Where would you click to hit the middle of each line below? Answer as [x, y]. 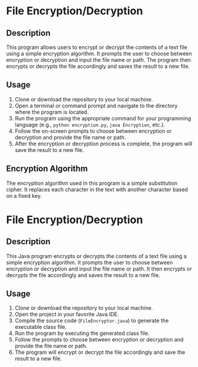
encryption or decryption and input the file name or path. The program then [99, 60]
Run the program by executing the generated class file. [82, 333]
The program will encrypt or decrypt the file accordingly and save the [100, 352]
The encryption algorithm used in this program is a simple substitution [92, 183]
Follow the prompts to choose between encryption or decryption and [99, 340]
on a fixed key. [24, 195]
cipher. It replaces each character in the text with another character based [97, 189]
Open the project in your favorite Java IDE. [67, 315]
